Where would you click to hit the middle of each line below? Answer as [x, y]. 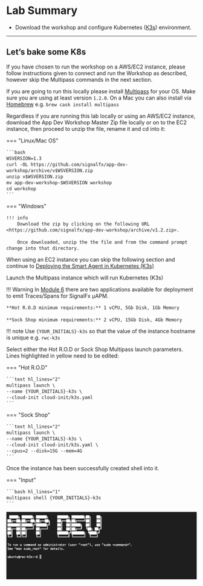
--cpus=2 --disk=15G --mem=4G [44, 451]
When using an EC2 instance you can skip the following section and [91, 259]
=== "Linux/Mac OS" [32, 141]
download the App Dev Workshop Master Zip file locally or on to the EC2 [97, 122]
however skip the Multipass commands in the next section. [79, 79]
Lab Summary [42, 11]
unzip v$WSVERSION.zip [35, 176]
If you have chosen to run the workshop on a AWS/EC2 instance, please [96, 67]
